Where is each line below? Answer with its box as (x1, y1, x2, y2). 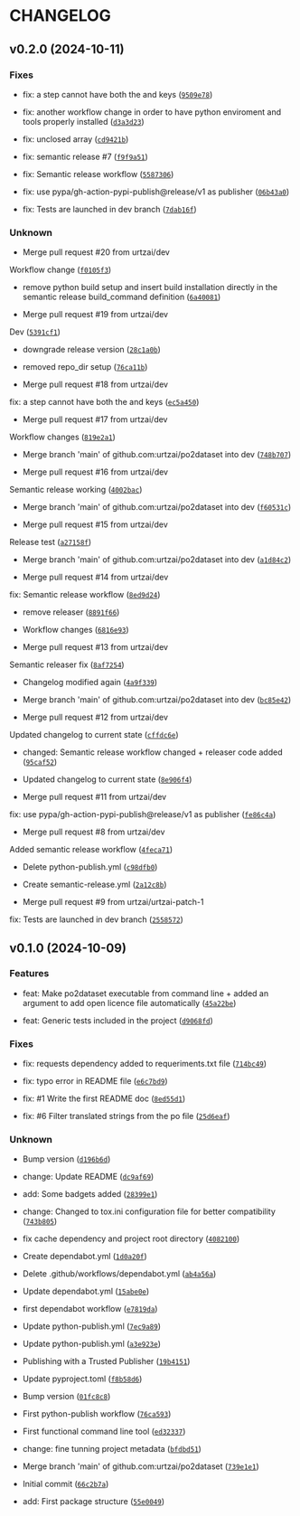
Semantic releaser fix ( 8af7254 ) (9, 659, 125, 670)
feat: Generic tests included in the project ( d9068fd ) (22, 1014, 214, 1026)
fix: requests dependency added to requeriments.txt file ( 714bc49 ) (22, 1059, 267, 1069)
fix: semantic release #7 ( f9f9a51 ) (22, 151, 149, 162)
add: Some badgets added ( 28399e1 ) (22, 1189, 158, 1200)
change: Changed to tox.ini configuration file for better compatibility (22, 1206, 276, 1217)
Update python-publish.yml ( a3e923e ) (22, 1339, 161, 1350)
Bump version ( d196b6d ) (22, 1153, 111, 1164)
